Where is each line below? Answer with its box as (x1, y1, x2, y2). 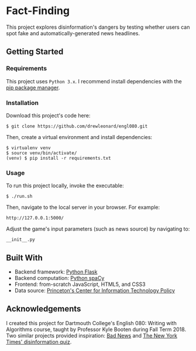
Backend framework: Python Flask (14, 268, 98, 275)
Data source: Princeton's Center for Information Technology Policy (14, 287, 176, 294)
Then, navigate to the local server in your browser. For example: (6, 204, 160, 211)
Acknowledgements (6, 304, 81, 314)
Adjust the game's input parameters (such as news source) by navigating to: (6, 225, 190, 232)
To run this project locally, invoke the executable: (6, 182, 124, 189)
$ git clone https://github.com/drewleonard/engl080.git (6, 123, 148, 129)
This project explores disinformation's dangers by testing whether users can (6, 23, 190, 31)
